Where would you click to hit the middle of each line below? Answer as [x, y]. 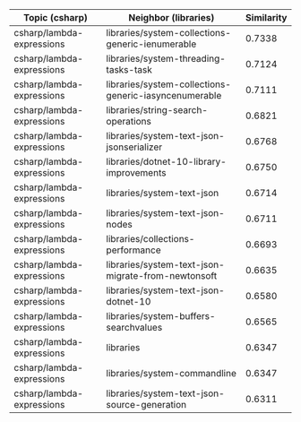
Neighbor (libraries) [172, 17]
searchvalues [134, 327]
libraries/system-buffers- [161, 316]
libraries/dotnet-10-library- [166, 162]
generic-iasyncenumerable [164, 95]
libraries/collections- [150, 239]
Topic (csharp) [56, 17]
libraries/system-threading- [166, 59]
